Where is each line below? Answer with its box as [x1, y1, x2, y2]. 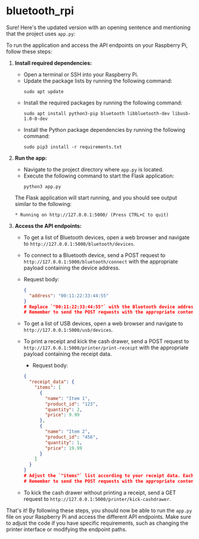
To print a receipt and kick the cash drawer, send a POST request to [23, 338, 190, 345]
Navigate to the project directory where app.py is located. [23, 166, 164, 173]
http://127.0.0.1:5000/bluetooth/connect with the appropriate [23, 258, 178, 265]
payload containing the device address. [23, 264, 120, 271]
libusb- [172, 110, 191, 116]
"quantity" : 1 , [44, 439, 83, 446]
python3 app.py [23, 183, 61, 189]
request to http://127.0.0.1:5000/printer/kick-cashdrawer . [23, 495, 171, 502]
